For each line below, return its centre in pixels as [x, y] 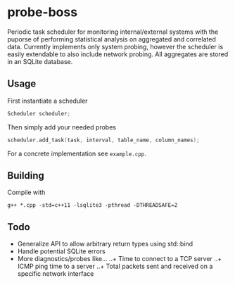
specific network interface [56, 274]
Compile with [26, 192]
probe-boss [43, 12]
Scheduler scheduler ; [39, 113]
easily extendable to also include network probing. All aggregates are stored [118, 54]
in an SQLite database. [40, 61]
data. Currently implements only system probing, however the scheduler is [115, 46]
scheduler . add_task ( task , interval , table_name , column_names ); [103, 140]
